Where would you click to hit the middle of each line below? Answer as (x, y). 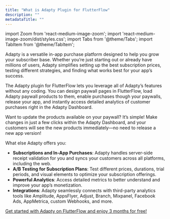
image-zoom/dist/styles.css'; (36, 39)
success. (15, 76)
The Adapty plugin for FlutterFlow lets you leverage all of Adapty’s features (84, 86)
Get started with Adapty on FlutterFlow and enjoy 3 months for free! (76, 211)
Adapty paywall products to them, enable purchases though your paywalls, (84, 96)
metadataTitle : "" (25, 19)
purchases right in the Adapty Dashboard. (49, 107)
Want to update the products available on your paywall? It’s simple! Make (81, 117)
